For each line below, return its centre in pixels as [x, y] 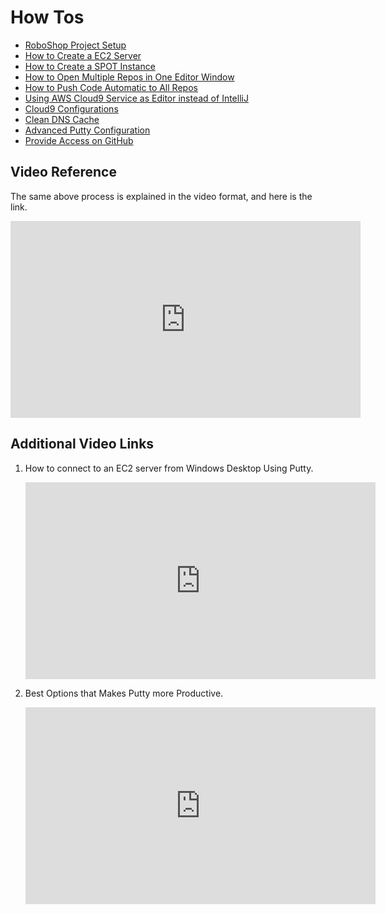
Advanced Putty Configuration [87, 130]
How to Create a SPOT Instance [90, 66]
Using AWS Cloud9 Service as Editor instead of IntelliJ [136, 98]
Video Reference [63, 172]
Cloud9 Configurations [71, 108]
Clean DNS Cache [62, 119]
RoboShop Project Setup [75, 45]
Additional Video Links [82, 444]
